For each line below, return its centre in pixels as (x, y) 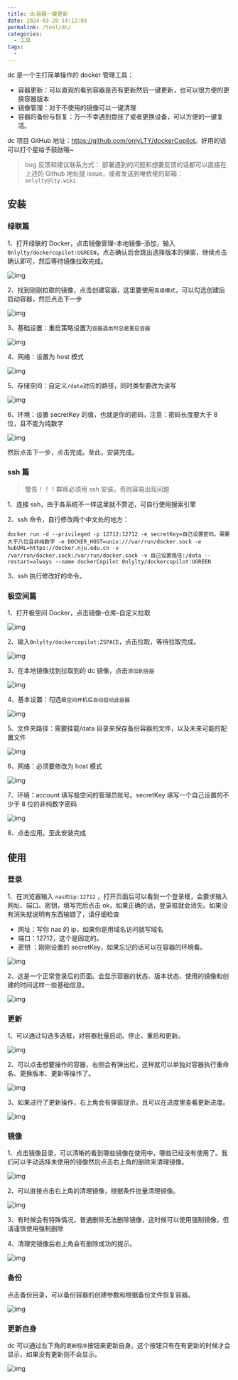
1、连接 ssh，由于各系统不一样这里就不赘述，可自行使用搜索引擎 (102, 504)
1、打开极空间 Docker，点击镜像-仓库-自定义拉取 (79, 613)
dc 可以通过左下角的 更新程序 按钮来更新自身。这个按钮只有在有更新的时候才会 (119, 1346)
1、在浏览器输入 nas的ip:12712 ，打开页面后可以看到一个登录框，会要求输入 (118, 896)
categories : (25, 34)
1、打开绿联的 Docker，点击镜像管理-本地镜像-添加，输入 (91, 243)
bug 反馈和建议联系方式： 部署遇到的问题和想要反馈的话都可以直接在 (126, 164)
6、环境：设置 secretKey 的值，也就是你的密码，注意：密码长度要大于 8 (113, 414)
